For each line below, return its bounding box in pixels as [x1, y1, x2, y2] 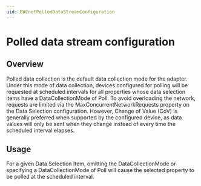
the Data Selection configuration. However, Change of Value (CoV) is [6, 107, 178, 115]
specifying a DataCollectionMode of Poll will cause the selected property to [6, 167, 195, 174]
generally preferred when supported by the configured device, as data [6, 113, 182, 121]
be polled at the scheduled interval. [6, 173, 95, 181]
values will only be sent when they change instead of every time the [6, 120, 176, 127]
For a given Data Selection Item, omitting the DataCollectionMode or [6, 160, 176, 167]
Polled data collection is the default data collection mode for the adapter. [6, 75, 188, 82]
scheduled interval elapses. [6, 127, 75, 134]
